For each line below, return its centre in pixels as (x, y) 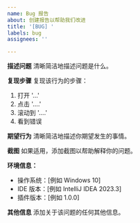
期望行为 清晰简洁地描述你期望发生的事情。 (69, 136)
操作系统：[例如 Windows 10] (59, 180)
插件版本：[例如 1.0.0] (48, 197)
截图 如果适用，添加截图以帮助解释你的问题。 (72, 151)
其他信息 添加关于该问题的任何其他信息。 (66, 213)
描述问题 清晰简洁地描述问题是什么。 (60, 66)
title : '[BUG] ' (30, 26)
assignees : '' (28, 39)
